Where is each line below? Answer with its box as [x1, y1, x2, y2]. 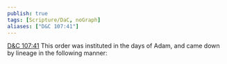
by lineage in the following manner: [7, 49, 108, 57]
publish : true [7, 10, 49, 17]
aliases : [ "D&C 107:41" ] [7, 23, 79, 30]
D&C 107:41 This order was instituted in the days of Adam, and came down [7, 42, 220, 50]
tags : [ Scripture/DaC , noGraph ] [7, 17, 101, 23]
